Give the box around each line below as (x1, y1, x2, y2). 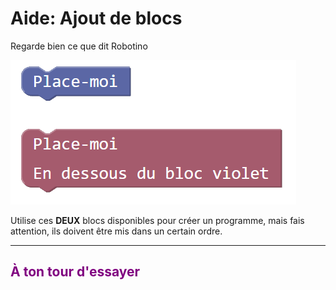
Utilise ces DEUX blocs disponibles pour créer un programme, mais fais (10, 214, 305, 226)
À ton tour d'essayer (10, 263, 141, 281)
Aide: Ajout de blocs (10, 7, 183, 30)
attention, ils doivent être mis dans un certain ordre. (10, 225, 223, 237)
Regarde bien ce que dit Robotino (10, 40, 148, 52)
